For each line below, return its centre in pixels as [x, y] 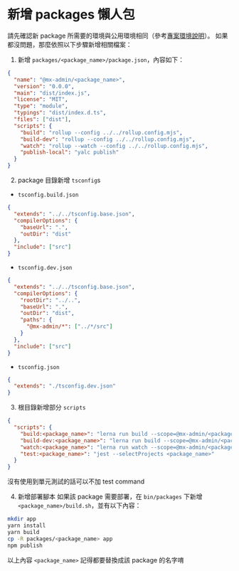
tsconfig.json [38, 367]
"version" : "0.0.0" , [44, 86]
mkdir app [22, 519]
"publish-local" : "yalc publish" [70, 153]
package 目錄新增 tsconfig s [59, 180]
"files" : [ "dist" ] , [43, 119]
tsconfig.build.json [48, 195]
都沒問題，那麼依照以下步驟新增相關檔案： [70, 44]
